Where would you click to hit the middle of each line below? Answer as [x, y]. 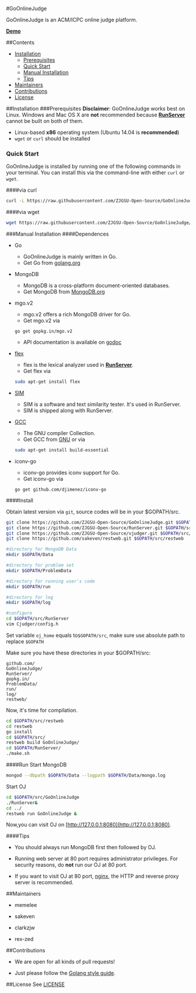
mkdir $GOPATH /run [28, 587]
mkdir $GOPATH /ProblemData [39, 570]
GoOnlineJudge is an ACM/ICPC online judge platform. [72, 20]
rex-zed [24, 939]
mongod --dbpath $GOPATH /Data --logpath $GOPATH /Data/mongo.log [86, 775]
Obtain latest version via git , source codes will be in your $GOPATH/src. [93, 512]
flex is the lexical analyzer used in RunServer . [78, 365]
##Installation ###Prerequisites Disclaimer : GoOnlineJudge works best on [96, 108]
